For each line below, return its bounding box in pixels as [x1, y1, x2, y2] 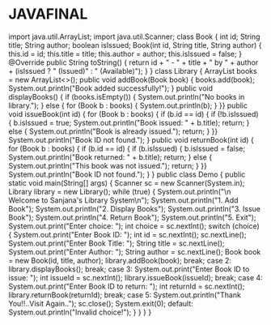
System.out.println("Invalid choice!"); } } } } [8, 307, 152, 317]
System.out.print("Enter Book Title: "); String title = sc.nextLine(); [8, 238, 225, 248]
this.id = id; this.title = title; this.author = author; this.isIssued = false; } [8, 49, 243, 58]
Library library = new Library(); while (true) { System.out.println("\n [8, 186, 231, 196]
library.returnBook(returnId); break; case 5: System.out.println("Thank [8, 289, 241, 300]
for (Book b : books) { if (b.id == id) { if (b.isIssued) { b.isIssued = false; [8, 143, 245, 153]
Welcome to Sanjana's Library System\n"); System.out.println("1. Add [8, 195, 239, 205]
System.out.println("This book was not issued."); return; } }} [8, 160, 208, 170]
